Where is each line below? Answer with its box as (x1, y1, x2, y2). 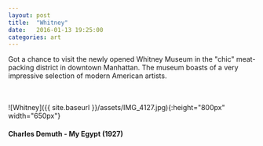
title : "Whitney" (8, 19, 68, 27)
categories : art (8, 33, 61, 41)
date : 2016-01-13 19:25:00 (8, 26, 104, 34)
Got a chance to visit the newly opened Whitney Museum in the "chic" (8, 55, 235, 64)
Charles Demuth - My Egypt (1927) (8, 129, 124, 138)
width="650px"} (8, 111, 61, 121)
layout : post (8, 11, 51, 20)
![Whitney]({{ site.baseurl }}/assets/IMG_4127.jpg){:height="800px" (8, 103, 225, 112)
